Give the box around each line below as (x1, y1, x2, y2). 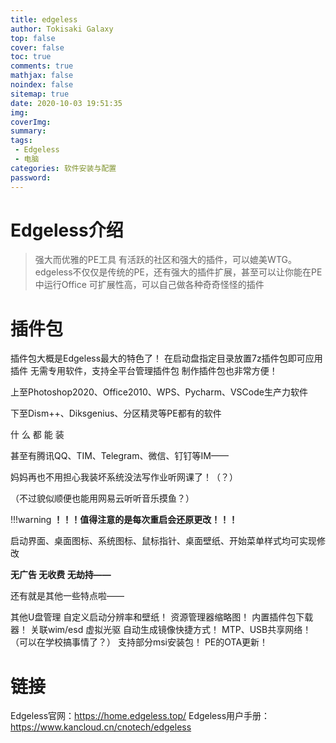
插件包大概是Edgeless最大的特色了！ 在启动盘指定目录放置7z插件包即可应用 (10, 352, 323, 365)
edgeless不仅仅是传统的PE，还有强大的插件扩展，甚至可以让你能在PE (34, 266, 323, 278)
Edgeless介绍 (10, 219, 124, 241)
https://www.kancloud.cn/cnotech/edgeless (10, 721, 192, 733)
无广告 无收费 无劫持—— (10, 569, 112, 581)
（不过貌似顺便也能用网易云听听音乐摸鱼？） (10, 492, 195, 505)
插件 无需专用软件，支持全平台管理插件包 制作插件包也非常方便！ (10, 365, 278, 377)
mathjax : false (10, 71, 74, 81)
